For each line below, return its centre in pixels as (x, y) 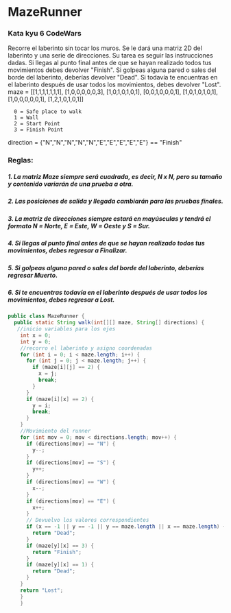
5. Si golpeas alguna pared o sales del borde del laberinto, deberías (106, 267)
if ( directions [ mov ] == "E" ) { (71, 501)
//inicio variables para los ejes (66, 329)
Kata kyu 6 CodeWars (45, 34)
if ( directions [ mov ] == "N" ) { (71, 444)
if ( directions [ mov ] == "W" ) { (71, 482)
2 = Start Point (37, 124)
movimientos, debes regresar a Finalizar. (68, 250)
